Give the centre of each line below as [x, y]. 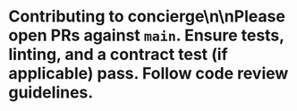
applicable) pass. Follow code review [148, 74]
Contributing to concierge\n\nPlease [147, 17]
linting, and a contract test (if [119, 55]
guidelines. [51, 93]
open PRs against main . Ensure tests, [146, 35]
